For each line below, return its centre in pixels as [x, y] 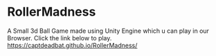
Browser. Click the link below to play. [60, 38]
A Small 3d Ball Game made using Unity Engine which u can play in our [108, 31]
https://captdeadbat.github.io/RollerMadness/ [72, 45]
